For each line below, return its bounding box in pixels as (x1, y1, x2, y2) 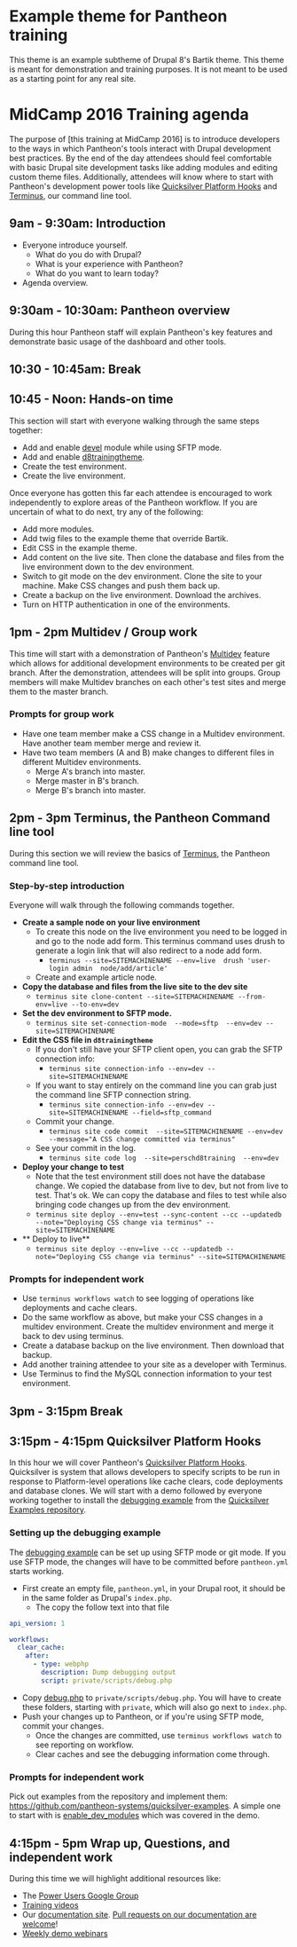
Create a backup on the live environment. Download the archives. (21, 589, 262, 600)
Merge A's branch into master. (35, 766, 146, 776)
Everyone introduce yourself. (21, 240, 129, 250)
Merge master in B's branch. (35, 775, 140, 786)
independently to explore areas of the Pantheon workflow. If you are (9, 497, 258, 508)
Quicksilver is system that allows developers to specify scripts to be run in (9, 1467, 281, 1478)
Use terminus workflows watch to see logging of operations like (21, 1293, 254, 1304)
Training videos (21, 1899, 79, 1910)
